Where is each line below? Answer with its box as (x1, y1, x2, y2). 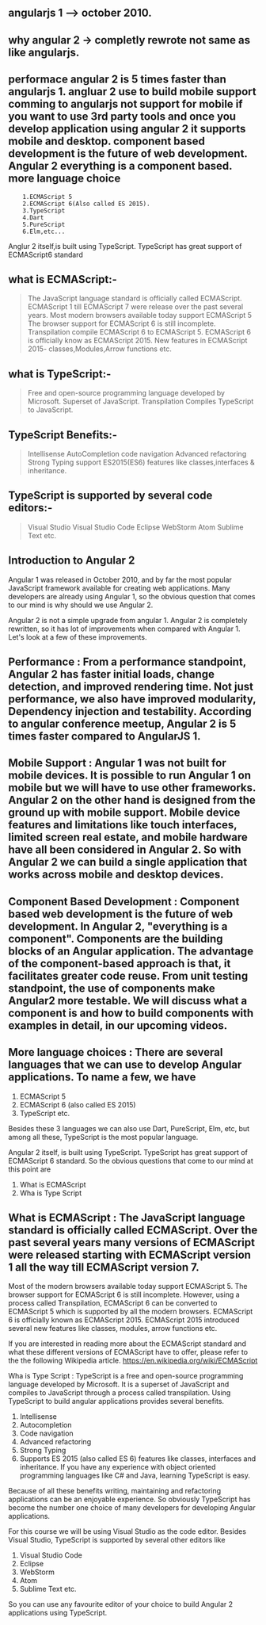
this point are (8, 1164, 51, 1174)
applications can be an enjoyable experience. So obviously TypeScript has (8, 1494, 251, 1505)
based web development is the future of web (8, 907, 234, 920)
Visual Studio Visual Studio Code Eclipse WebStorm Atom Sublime (27, 522, 244, 532)
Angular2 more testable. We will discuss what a (8, 994, 248, 1007)
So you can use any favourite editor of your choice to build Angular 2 (8, 1600, 234, 1609)
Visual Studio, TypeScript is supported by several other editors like (8, 1535, 226, 1545)
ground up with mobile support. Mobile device (8, 806, 241, 820)
